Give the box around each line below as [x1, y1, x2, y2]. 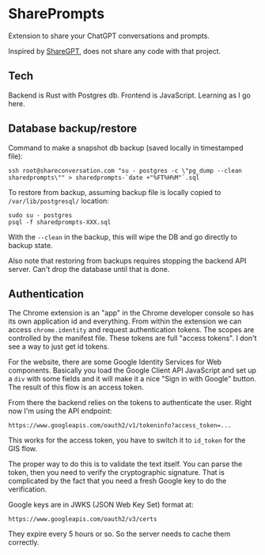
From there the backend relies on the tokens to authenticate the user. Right [8, 398, 252, 408]
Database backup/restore [8, 122, 138, 136]
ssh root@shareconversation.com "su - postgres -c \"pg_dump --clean [8, 166, 243, 174]
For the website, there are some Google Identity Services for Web [8, 358, 222, 367]
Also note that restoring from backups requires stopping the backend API [8, 255, 247, 266]
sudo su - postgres [8, 211, 73, 219]
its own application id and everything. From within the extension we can [8, 316, 242, 326]
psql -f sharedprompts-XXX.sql [8, 218, 112, 226]
